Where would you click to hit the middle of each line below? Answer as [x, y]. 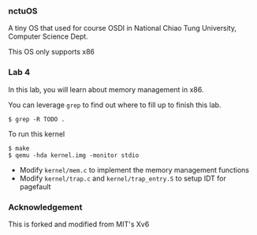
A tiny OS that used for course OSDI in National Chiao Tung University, [122, 28]
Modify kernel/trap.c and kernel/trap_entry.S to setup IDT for [123, 178]
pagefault [35, 186]
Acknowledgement [45, 207]
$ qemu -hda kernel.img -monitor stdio [74, 155]
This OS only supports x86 [52, 52]
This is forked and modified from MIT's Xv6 [79, 224]
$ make [19, 148]
